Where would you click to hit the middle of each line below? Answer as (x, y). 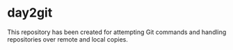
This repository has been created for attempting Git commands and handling (117, 32)
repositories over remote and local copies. (68, 39)
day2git (30, 13)
